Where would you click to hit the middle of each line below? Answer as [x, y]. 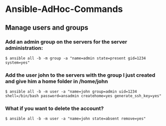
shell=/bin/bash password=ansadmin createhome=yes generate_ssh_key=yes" [83, 96]
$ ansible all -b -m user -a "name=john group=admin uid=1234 [71, 92]
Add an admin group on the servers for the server [66, 42]
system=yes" [17, 63]
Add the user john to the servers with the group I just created [80, 75]
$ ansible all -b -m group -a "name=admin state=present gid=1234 [76, 58]
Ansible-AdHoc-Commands [64, 9]
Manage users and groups [47, 28]
